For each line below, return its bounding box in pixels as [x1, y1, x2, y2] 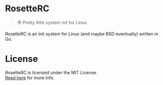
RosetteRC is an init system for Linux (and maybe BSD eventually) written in [5, 30, 159, 37]
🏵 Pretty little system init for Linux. [17, 19, 88, 25]
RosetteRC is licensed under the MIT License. [5, 69, 98, 75]
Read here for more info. [5, 75, 55, 81]
